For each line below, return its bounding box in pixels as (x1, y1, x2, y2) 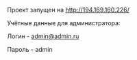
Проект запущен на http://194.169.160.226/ (7, 6, 130, 14)
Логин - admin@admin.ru (7, 32, 79, 40)
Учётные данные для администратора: (7, 19, 121, 27)
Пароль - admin (7, 46, 53, 53)
